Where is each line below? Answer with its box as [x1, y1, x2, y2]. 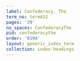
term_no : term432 [6, 14, 48, 20]
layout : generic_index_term [6, 41, 75, 47]
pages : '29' [6, 19, 35, 25]
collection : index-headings [6, 46, 75, 52]
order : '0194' [6, 35, 41, 41]
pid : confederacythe [6, 30, 57, 36]
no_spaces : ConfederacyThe [6, 24, 72, 31]
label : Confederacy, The [6, 8, 67, 15]
